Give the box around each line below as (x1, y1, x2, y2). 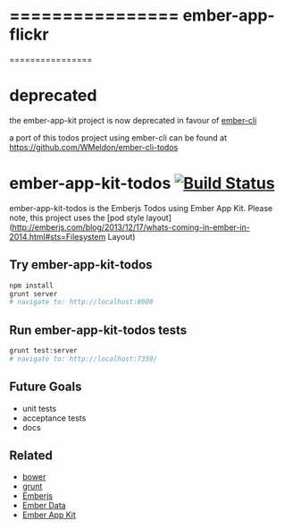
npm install (9, 281, 54, 290)
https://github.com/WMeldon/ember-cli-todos (9, 141, 179, 152)
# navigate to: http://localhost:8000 (9, 297, 154, 307)
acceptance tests (21, 413, 87, 423)
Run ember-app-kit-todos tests (9, 322, 188, 337)
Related (9, 448, 54, 464)
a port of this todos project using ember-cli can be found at (9, 132, 228, 143)
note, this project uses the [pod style (9, 212, 145, 223)
